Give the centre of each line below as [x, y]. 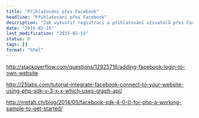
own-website [22, 73]
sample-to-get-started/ [35, 108]
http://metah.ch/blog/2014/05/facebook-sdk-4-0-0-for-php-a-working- [94, 102]
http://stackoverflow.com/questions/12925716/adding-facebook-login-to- [96, 67]
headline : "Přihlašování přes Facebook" [57, 17]
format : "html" [25, 50]
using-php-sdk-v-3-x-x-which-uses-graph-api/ [64, 91]
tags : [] [17, 45]
